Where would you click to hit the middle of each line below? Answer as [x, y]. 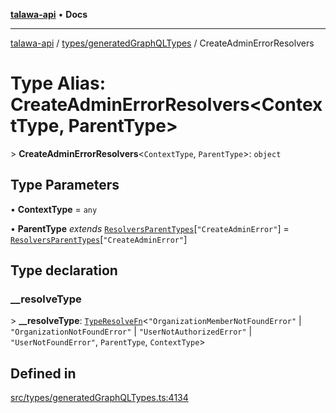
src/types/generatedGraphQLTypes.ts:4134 [99, 398]
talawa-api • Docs [49, 14]
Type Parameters [65, 185]
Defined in [43, 373]
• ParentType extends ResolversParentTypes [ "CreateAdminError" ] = [150, 228]
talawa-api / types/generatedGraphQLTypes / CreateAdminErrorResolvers [162, 43]
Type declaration [64, 270]
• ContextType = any [54, 209]
